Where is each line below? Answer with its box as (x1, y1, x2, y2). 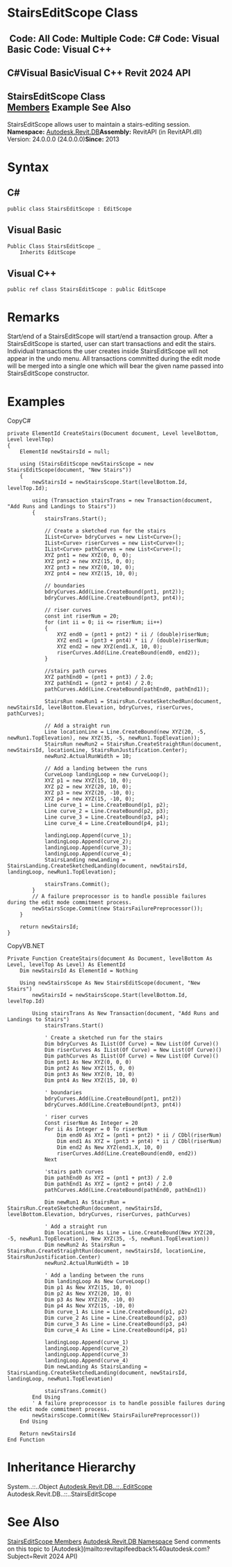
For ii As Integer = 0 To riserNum (44, 1126, 148, 1133)
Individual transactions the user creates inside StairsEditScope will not (7, 347, 208, 356)
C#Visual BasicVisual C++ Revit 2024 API (7, 67, 191, 79)
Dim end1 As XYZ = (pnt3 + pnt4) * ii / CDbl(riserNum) (56, 1138, 222, 1145)
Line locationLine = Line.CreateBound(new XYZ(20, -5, (44, 729, 207, 736)
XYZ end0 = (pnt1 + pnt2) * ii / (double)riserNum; (56, 631, 210, 638)
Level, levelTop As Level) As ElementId (7, 961, 126, 968)
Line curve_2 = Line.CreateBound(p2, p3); (44, 808, 169, 815)
